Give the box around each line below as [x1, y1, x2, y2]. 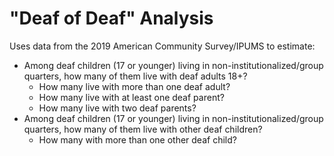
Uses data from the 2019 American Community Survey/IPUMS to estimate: [9, 40, 316, 52]
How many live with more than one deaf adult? [38, 80, 231, 92]
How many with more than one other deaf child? [38, 133, 237, 146]
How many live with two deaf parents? [38, 102, 197, 114]
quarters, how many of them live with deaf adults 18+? [23, 70, 248, 82]
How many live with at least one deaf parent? [38, 91, 225, 103]
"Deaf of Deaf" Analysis [9, 7, 214, 30]
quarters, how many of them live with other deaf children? [23, 123, 263, 135]
